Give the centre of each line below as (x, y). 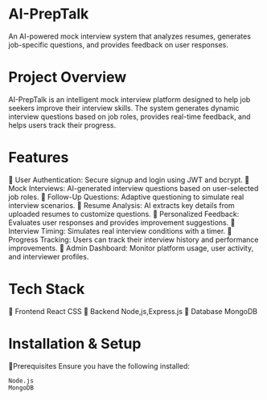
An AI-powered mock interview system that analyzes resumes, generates (130, 36)
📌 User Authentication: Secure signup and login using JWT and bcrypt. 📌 (129, 180)
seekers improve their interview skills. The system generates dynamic (124, 108)
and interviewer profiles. (49, 256)
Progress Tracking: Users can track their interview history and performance (133, 239)
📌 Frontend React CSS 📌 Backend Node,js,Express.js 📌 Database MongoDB (133, 311)
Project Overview (68, 78)
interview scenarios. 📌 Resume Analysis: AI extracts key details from (121, 205)
